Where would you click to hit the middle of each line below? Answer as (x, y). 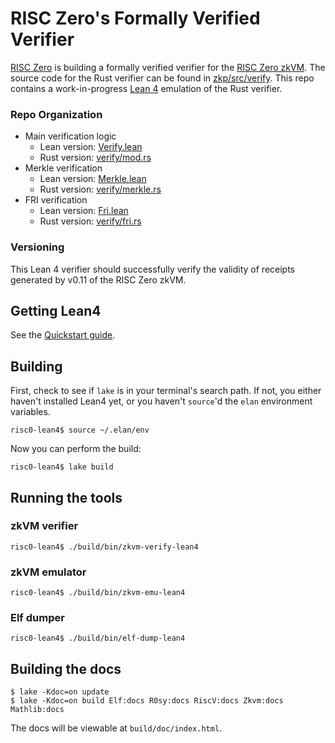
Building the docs (66, 668)
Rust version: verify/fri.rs (90, 221)
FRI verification (56, 200)
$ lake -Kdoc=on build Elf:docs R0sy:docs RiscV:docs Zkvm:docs (147, 701)
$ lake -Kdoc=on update (60, 692)
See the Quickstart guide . (63, 335)
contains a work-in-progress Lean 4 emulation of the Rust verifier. (146, 88)
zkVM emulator (48, 572)
